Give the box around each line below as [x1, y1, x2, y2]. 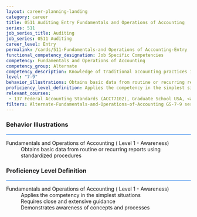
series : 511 [6, 25, 35, 31]
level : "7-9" [6, 74, 38, 80]
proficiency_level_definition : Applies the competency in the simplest [6, 85, 185, 91]
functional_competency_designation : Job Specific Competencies [6, 52, 164, 58]
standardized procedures [21, 152, 82, 159]
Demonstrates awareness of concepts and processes [21, 204, 150, 211]
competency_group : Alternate [6, 63, 77, 69]
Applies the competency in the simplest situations [21, 192, 141, 199]
